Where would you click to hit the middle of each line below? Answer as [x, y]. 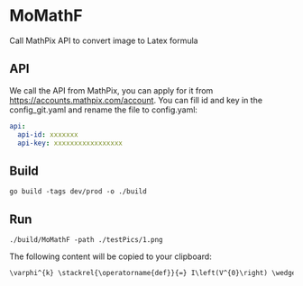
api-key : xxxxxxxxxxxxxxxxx [70, 143]
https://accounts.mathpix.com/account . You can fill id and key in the [136, 100]
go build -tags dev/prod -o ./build [78, 192]
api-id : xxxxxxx [48, 134]
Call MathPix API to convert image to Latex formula [104, 40]
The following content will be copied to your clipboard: [110, 256]
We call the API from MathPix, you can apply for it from [111, 90]
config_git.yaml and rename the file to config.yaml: [104, 110]
